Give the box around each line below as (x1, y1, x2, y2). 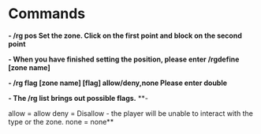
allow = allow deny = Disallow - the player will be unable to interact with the (8, 108, 254, 118)
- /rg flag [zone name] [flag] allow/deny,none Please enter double (8, 78, 227, 87)
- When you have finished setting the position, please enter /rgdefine (8, 54, 240, 64)
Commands (8, 5, 86, 23)
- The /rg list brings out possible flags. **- (8, 93, 148, 102)
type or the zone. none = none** (8, 117, 114, 126)
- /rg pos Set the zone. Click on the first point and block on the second (8, 31, 242, 40)
